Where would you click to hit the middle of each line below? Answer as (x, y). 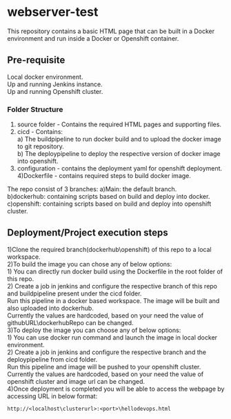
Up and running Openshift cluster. (55, 91)
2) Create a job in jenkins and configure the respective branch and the (107, 352)
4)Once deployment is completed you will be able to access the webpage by (116, 389)
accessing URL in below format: (52, 396)
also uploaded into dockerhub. (51, 308)
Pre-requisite (36, 60)
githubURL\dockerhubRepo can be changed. (70, 322)
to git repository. (40, 146)
